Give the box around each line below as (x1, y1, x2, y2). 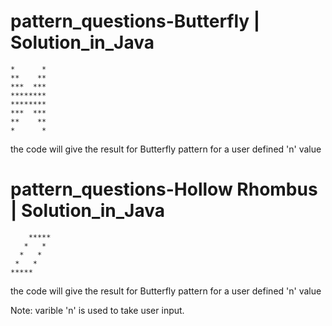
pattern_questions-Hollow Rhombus (10, 178, 318, 201)
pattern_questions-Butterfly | (10, 10, 261, 33)
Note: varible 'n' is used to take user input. (10, 304, 185, 316)
